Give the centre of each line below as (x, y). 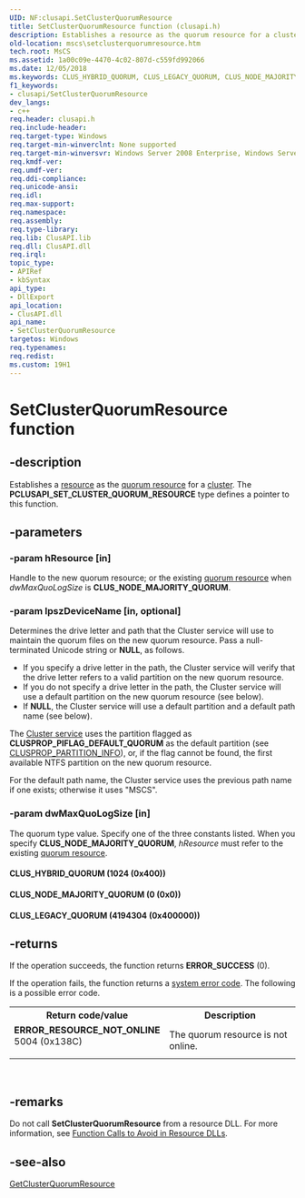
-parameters (46, 532)
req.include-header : (49, 128)
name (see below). (57, 716)
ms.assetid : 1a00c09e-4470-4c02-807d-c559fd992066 (107, 60)
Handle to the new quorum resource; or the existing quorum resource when (151, 578)
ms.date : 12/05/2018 (49, 69)
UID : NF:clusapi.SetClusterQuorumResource (91, 18)
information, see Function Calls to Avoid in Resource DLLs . (119, 1133)
